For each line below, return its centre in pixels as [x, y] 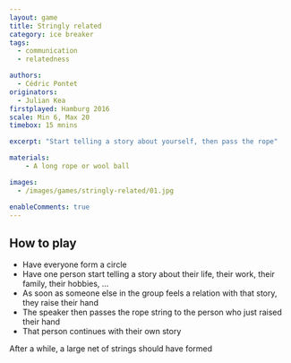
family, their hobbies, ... [65, 284]
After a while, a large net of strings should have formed [111, 349]
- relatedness [43, 59]
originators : [34, 92]
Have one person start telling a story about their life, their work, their [149, 274]
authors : [26, 76]
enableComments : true [50, 207]
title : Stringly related [56, 26]
